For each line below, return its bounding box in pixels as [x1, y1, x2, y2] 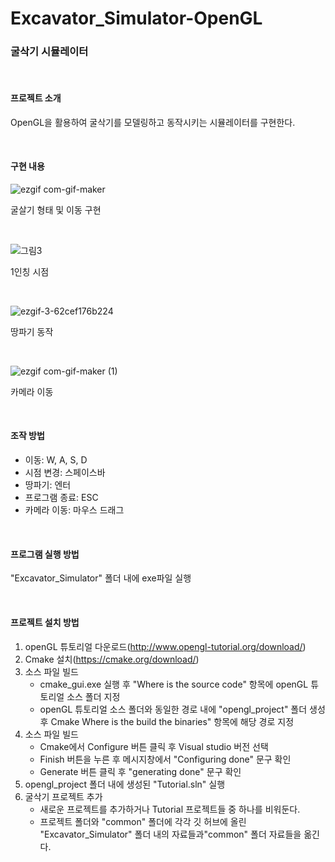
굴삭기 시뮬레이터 [10, 45, 89, 59]
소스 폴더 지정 [66, 690, 121, 702]
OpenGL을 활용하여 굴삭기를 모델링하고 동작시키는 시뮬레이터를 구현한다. [10, 116, 296, 128]
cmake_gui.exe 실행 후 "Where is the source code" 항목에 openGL [39, 678, 309, 690]
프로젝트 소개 [10, 92, 62, 104]
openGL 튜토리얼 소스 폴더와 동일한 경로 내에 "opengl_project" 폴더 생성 [39, 703, 326, 715]
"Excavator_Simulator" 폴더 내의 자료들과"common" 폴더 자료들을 [39, 828, 302, 840]
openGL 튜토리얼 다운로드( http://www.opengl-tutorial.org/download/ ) [24, 640, 307, 652]
